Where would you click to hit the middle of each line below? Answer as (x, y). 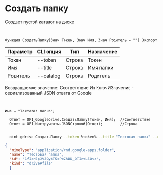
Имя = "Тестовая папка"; (30, 111)
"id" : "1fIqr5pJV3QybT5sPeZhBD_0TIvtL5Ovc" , (55, 159)
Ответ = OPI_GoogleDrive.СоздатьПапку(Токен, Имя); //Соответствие (80, 119)
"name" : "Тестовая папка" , (37, 155)
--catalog (49, 76)
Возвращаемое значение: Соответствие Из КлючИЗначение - (70, 87)
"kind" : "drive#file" (31, 164)
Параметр (20, 51)
